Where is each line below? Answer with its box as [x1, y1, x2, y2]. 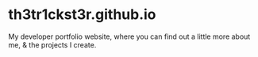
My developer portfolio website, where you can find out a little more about [8, 32, 251, 41]
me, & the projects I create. [8, 40, 97, 49]
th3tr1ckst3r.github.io [8, 6, 156, 24]
